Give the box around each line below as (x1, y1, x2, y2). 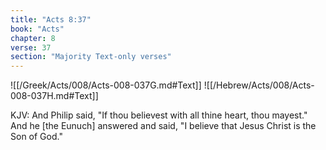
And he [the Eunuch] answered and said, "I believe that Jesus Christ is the (10, 120, 317, 132)
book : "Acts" (10, 24, 65, 34)
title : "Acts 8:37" (10, 14, 92, 25)
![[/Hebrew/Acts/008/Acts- (203, 79, 315, 91)
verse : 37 (10, 42, 52, 53)
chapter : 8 (10, 33, 56, 43)
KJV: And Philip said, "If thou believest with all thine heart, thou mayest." (10, 109, 308, 121)
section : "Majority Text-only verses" (10, 52, 172, 62)
